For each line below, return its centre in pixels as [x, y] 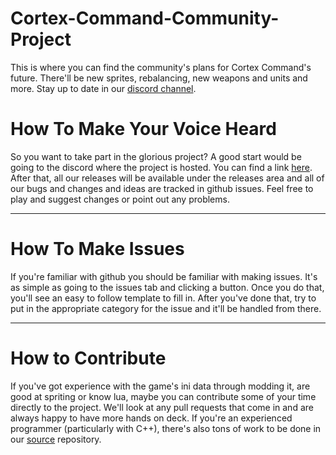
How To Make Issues [97, 249]
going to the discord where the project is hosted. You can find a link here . [161, 167]
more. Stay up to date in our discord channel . [103, 88]
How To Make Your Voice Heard [143, 129]
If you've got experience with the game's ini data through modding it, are [160, 386]
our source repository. [56, 439]
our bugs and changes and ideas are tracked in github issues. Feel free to [162, 188]
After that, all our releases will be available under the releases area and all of [167, 178]
